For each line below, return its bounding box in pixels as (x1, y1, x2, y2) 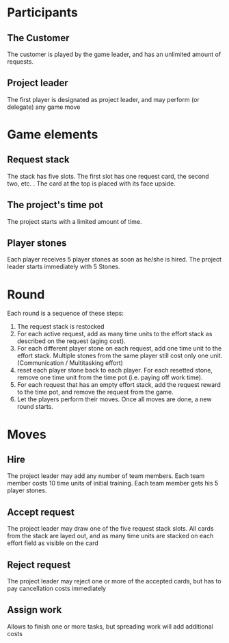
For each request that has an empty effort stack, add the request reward (16, 381, 221, 389)
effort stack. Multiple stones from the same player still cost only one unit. (16, 351, 223, 360)
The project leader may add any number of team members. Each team (7, 472, 205, 480)
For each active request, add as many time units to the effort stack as (16, 330, 213, 338)
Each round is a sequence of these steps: (7, 310, 124, 318)
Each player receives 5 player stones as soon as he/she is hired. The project (7, 255, 222, 264)
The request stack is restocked (16, 323, 105, 331)
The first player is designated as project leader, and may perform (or (7, 95, 200, 103)
